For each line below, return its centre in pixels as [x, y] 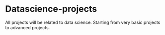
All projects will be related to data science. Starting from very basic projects [83, 22]
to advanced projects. [28, 27]
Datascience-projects [51, 9]
